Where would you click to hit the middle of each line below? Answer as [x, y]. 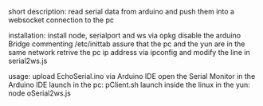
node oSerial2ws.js [40, 93]
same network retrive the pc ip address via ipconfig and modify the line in [129, 52]
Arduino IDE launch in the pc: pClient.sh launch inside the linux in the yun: [130, 84]
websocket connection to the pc [61, 20]
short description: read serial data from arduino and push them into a [122, 12]
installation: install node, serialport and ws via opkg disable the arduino [125, 35]
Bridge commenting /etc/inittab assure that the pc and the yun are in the [127, 44]
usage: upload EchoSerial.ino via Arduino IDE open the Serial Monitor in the [132, 76]
